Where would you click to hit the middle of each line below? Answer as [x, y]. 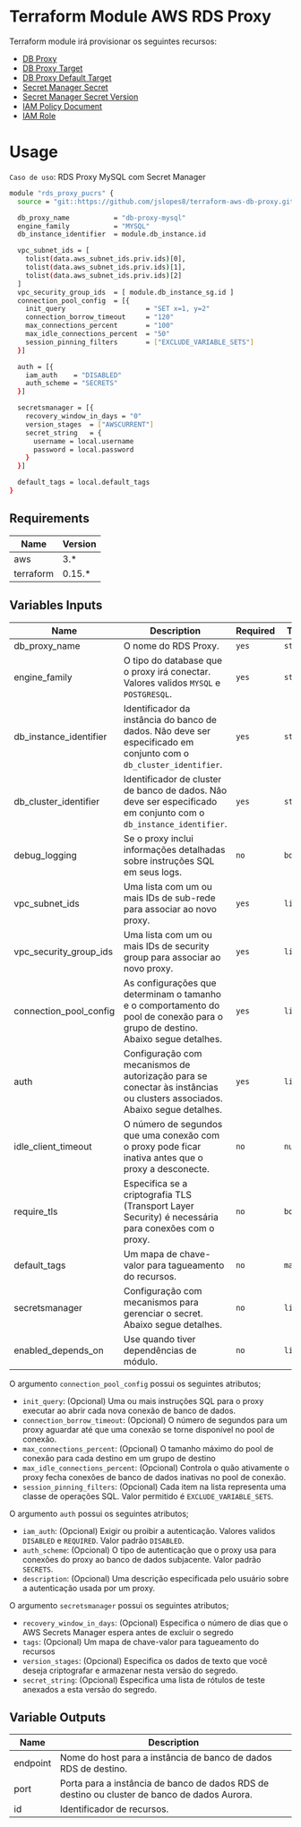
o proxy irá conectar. [168, 671]
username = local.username [83, 441]
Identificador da [157, 708]
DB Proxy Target [52, 68]
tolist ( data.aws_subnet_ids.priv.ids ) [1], [106, 267]
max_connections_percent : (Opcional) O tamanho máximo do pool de [148, 1448]
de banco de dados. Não [176, 790]
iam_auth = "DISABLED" [74, 375]
